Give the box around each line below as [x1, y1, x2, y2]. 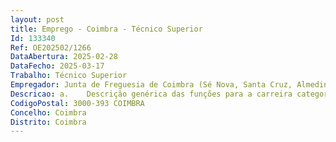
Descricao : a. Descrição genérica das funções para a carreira [10, 89, 293, 99]
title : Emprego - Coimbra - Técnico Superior [10, 24, 203, 34]
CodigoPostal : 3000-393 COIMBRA [10, 98, 145, 108]
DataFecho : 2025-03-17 [10, 61, 105, 71]
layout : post [10, 14, 65, 25]
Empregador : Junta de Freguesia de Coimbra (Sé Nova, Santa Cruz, [10, 80, 293, 90]
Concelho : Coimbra [10, 107, 87, 118]
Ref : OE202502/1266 [10, 42, 92, 53]
